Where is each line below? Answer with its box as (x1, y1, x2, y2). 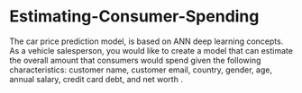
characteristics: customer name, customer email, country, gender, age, (9, 64, 273, 75)
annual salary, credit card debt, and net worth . (9, 73, 183, 84)
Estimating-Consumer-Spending (9, 6, 260, 27)
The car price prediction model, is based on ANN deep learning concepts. (9, 36, 284, 46)
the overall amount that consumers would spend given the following (9, 55, 261, 65)
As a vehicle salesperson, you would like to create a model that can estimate (9, 45, 293, 55)
